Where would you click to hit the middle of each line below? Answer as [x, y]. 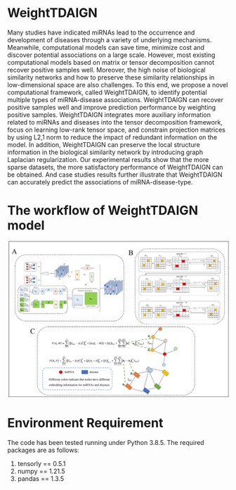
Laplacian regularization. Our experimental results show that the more [108, 159]
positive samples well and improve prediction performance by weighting [112, 107]
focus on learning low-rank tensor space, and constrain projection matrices [117, 130]
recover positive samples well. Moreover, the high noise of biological [106, 70]
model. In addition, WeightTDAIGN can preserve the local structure [104, 144]
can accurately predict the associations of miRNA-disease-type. [100, 182]
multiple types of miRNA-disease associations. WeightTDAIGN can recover [115, 99]
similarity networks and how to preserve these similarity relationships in [111, 77]
